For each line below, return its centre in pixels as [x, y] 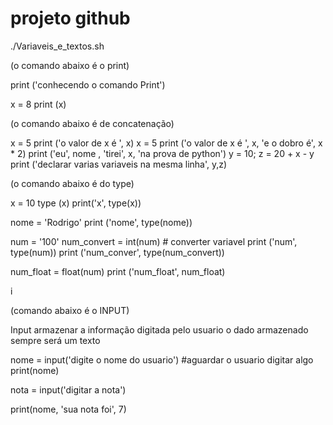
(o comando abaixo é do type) [72, 183]
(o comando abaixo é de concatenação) [92, 123]
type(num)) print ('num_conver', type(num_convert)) [117, 252]
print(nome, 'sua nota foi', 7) [68, 409]
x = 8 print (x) [38, 104]
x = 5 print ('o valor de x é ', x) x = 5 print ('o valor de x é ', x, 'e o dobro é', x [166, 143]
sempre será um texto [55, 340]
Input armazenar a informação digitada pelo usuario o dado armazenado [159, 329]
